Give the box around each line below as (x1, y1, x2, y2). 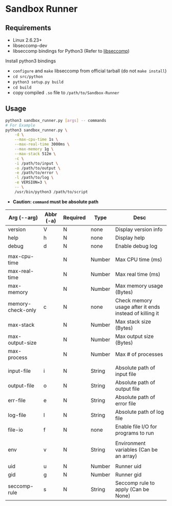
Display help (115, 234, 145, 241)
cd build (12, 85, 32, 90)
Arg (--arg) (8, 214, 38, 221)
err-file (8, 396, 26, 404)
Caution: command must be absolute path (12, 198, 99, 205)
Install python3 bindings (5, 58, 56, 64)
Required (63, 214, 86, 221)
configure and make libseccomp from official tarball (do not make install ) (12, 68, 167, 74)
